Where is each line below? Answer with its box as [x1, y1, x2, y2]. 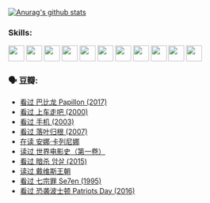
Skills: [8, 27, 33, 38]
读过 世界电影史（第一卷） [19, 146, 105, 156]
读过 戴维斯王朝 [19, 166, 71, 175]
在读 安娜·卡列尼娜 [19, 137, 80, 146]
